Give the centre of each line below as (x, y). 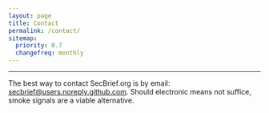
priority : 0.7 (39, 46)
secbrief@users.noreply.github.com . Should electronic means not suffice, (130, 92)
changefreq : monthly (50, 53)
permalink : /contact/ (44, 30)
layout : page (30, 16)
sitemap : (23, 38)
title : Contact (34, 23)
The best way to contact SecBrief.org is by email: (89, 83)
